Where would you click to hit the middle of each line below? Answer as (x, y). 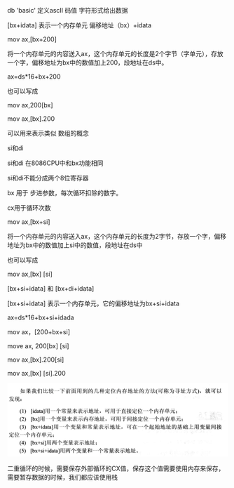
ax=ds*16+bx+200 (34, 77)
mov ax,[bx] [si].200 (37, 373)
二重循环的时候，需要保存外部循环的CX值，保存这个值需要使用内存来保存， (116, 468)
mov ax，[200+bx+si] (39, 332)
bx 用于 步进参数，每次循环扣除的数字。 (65, 193)
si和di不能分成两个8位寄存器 (48, 178)
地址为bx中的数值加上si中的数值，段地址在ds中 (75, 245)
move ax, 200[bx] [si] (38, 346)
